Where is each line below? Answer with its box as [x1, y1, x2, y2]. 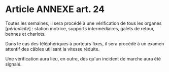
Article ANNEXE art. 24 [5, 4, 105, 15]
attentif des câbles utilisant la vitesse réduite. [5, 46, 100, 52]
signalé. [5, 61, 22, 67]
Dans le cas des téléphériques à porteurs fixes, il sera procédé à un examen [5, 40, 164, 46]
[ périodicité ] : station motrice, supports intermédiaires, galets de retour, [5, 25, 155, 31]
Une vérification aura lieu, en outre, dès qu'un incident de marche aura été [5, 55, 161, 61]
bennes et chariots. [5, 31, 46, 37]
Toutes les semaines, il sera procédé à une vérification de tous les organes [5, 20, 162, 26]
